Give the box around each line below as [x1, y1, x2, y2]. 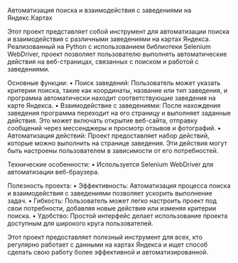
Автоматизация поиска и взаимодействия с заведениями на [7, 6, 192, 14]
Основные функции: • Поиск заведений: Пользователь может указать [7, 79, 221, 87]
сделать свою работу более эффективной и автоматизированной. [7, 248, 209, 256]
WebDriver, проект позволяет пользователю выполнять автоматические [7, 50, 227, 58]
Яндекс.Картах [7, 13, 53, 22]
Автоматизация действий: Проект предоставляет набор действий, [7, 131, 210, 140]
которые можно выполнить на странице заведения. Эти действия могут [7, 139, 227, 147]
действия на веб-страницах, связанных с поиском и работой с [7, 57, 199, 66]
